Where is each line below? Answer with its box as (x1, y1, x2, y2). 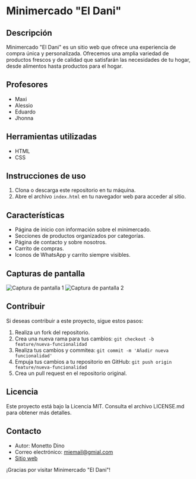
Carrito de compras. (14, 245, 64, 252)
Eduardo (14, 108, 36, 115)
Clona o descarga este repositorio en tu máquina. (14, 187, 136, 194)
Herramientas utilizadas (6, 132, 97, 142)
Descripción (6, 28, 52, 38)
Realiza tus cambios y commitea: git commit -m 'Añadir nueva (14, 346, 169, 354)
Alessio (14, 102, 33, 109)
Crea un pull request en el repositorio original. (14, 370, 127, 377)
